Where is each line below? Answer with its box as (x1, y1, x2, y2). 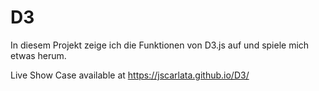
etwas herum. (10, 49, 67, 61)
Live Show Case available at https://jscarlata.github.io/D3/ (10, 69, 250, 81)
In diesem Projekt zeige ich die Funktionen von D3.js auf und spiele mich (10, 39, 310, 51)
